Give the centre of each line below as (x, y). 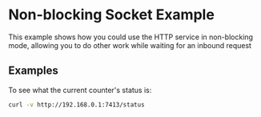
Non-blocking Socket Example (111, 15)
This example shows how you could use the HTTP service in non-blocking (131, 37)
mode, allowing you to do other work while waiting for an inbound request (130, 45)
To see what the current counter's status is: (80, 90)
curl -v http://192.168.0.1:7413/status (77, 105)
